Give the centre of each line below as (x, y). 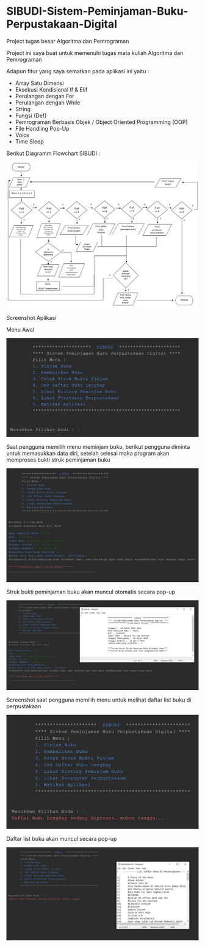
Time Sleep (29, 141)
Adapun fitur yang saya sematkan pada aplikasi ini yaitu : (78, 71)
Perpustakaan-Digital (62, 24)
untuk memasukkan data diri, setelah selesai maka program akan (88, 453)
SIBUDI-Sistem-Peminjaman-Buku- (97, 11)
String (23, 109)
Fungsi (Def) (31, 115)
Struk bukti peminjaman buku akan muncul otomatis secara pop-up (91, 592)
